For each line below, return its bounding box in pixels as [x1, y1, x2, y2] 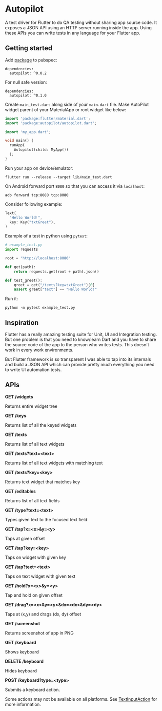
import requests [5, 247, 38, 252]
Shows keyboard [5, 649, 39, 654]
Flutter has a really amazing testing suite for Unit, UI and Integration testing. [5, 332, 157, 337]
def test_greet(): [5, 278, 42, 283]
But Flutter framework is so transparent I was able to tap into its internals [5, 356, 151, 362]
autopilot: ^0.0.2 [9, 71, 47, 76]
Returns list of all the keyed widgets [5, 422, 77, 428]
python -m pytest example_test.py [5, 305, 76, 310]
